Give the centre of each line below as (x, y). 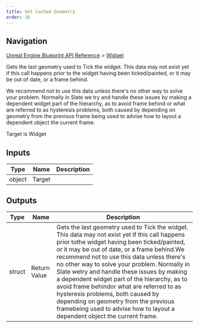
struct (17, 272)
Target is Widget (26, 134)
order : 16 (18, 17)
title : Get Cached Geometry (41, 12)
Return (41, 268)
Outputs (22, 200)
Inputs (18, 153)
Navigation (27, 41)
